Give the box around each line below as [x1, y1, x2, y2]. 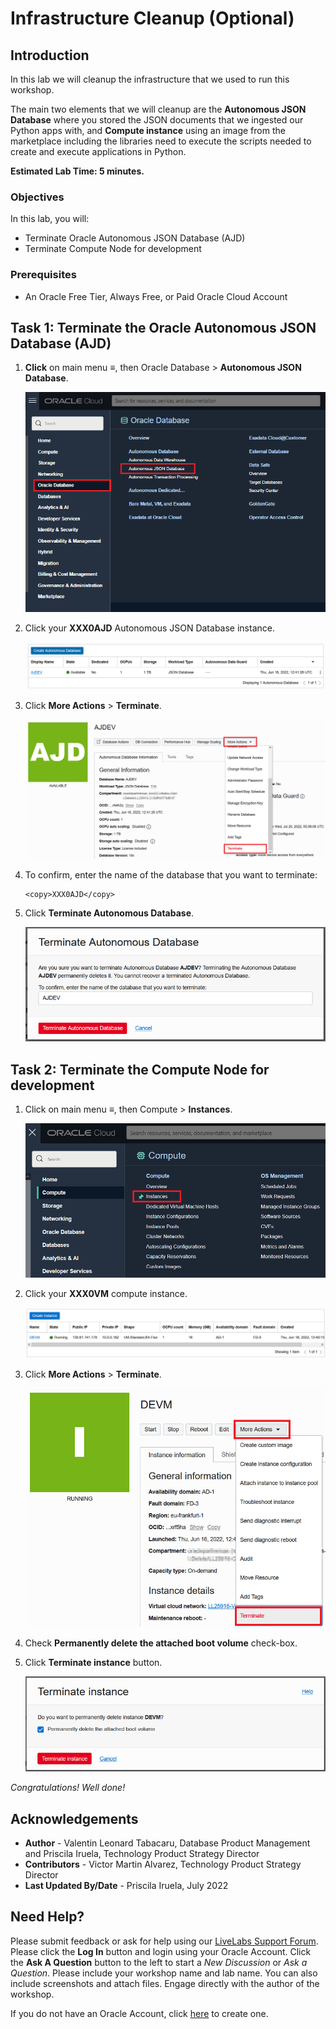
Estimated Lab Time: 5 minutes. [10, 165, 145, 177]
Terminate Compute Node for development [24, 243, 202, 255]
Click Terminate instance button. [24, 1656, 163, 1668]
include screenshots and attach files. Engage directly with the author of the [10, 1977, 320, 1989]
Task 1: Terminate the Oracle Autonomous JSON [10, 319, 317, 336]
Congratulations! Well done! [10, 1782, 126, 1794]
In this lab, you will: [10, 213, 90, 225]
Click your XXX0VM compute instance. [24, 1287, 188, 1299]
